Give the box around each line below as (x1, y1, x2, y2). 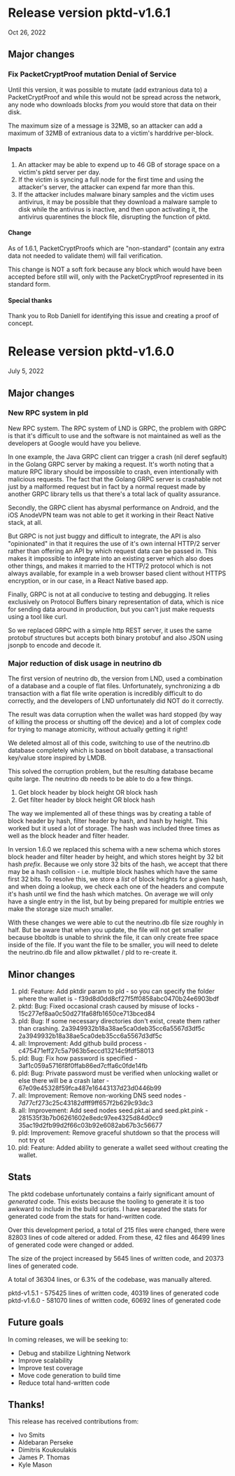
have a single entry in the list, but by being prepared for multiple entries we (8, 897, 225, 906)
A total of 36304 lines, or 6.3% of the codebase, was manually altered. (8, 1275, 212, 1283)
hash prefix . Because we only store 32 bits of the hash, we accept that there (8, 860, 228, 868)
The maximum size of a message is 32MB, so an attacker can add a (8, 121, 203, 130)
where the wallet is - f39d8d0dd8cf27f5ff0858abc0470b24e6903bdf (17, 994, 220, 1003)
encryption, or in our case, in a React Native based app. (8, 576, 169, 585)
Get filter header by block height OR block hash (17, 795, 156, 804)
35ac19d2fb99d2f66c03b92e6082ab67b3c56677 (17, 1121, 163, 1129)
